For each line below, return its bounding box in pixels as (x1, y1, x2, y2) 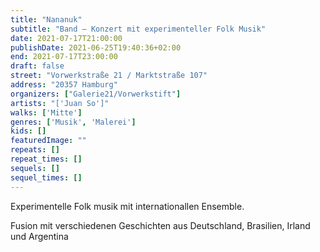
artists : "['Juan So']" (10, 98, 110, 108)
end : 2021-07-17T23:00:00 (10, 52, 118, 62)
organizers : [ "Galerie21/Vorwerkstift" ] (10, 89, 182, 99)
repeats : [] (10, 145, 60, 155)
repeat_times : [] (10, 154, 83, 164)
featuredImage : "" (10, 136, 87, 146)
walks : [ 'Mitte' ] (10, 107, 83, 118)
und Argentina (10, 230, 69, 242)
